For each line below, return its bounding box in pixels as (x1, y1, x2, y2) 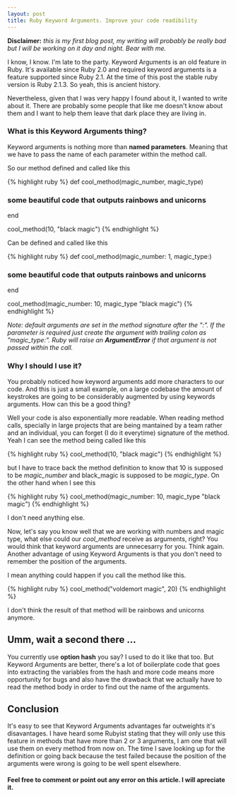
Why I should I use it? (7, 361, 83, 371)
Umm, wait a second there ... (7, 634, 136, 646)
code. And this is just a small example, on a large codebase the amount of (7, 385, 223, 393)
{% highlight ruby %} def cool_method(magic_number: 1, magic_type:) (7, 252, 212, 261)
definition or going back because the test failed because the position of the (7, 752, 227, 760)
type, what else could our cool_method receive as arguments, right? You (7, 535, 218, 543)
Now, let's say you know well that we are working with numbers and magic (7, 527, 225, 535)
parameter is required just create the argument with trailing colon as (7, 328, 207, 337)
